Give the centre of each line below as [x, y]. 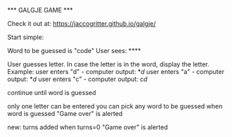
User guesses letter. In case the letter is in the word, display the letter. [108, 64]
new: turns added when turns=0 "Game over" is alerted [88, 127]
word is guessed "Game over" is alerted [65, 114]
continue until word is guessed [52, 93]
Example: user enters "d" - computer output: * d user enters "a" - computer [116, 72]
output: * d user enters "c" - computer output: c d [77, 79]
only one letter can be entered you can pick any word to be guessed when [115, 106]
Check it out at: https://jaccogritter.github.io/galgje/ [82, 23]
